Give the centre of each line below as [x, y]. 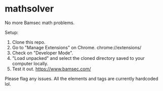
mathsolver [29, 9]
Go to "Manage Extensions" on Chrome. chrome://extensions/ [77, 47]
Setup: [12, 32]
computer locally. [30, 63]
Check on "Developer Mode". [43, 53]
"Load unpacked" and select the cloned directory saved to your [78, 58]
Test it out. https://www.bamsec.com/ [51, 69]
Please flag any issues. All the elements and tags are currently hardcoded [81, 78]
